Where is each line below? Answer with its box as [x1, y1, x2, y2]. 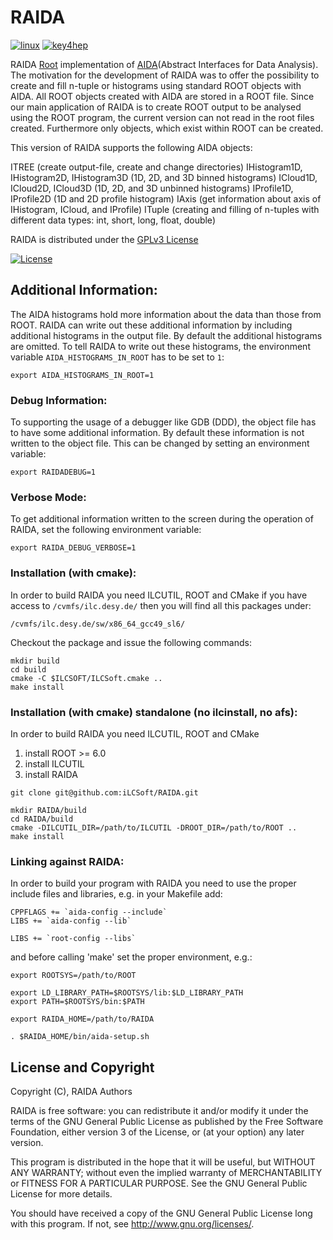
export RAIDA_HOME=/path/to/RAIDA [10, 1014, 155, 1025]
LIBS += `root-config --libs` [10, 934, 137, 944]
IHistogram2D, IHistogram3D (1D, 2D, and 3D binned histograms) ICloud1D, [10, 171, 318, 183]
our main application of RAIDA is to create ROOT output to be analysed [10, 101, 302, 113]
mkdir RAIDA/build [10, 805, 87, 815]
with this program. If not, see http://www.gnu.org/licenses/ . [10, 1218, 255, 1230]
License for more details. [10, 1188, 113, 1200]
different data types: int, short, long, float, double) [10, 214, 216, 226]
